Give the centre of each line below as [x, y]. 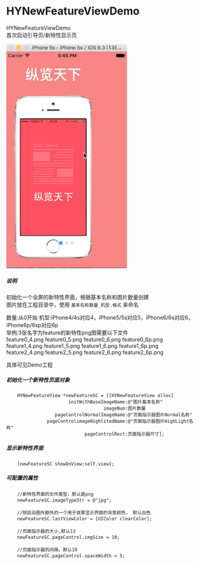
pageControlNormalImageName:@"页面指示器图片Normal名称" [124, 415]
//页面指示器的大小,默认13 [46, 531]
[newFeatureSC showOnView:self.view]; [66, 464]
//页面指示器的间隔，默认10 [47, 550]
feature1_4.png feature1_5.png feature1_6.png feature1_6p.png [82, 345]
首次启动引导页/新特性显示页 [42, 35]
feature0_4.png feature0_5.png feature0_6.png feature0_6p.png [85, 339]
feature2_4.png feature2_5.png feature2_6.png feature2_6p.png [85, 352]
